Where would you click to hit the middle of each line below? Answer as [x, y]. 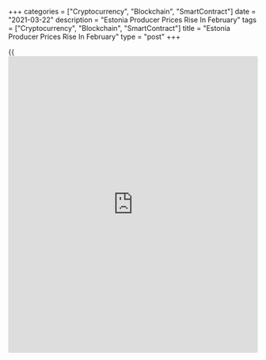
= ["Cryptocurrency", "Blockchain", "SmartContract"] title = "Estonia [120, 28]
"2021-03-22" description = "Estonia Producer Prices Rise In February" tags [133, 20]
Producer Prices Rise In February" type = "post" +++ [94, 36]
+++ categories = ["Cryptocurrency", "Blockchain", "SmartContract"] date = [132, 11]
